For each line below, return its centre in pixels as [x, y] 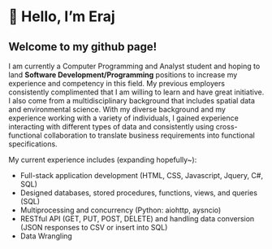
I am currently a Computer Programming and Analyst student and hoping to [134, 66]
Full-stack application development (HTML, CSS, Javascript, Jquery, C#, [142, 175]
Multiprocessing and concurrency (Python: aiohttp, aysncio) [121, 210]
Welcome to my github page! [83, 47]
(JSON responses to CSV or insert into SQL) [94, 227]
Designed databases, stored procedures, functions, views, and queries [139, 193]
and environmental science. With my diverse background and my [117, 109]
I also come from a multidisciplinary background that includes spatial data [132, 100]
